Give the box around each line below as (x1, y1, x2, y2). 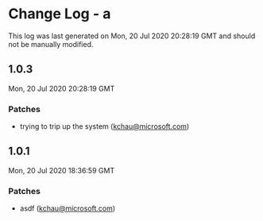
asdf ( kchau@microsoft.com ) (19, 204, 116, 213)
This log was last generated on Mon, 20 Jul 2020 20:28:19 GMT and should (8, 31, 256, 41)
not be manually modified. (8, 39, 94, 48)
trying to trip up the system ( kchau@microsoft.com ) (19, 122, 190, 131)
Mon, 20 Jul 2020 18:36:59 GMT (8, 165, 115, 175)
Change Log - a (8, 5, 111, 23)
